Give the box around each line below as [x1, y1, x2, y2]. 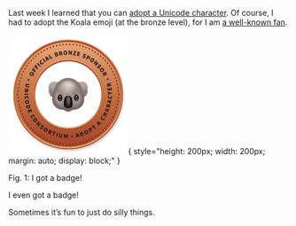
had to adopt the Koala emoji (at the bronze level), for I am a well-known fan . [8, 17, 288, 27]
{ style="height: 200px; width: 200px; [128, 146, 266, 156]
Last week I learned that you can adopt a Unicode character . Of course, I [8, 8, 274, 18]
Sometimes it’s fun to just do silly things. [8, 207, 156, 217]
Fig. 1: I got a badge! [8, 173, 82, 183]
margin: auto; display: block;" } [8, 155, 121, 166]
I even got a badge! [8, 190, 79, 200]
